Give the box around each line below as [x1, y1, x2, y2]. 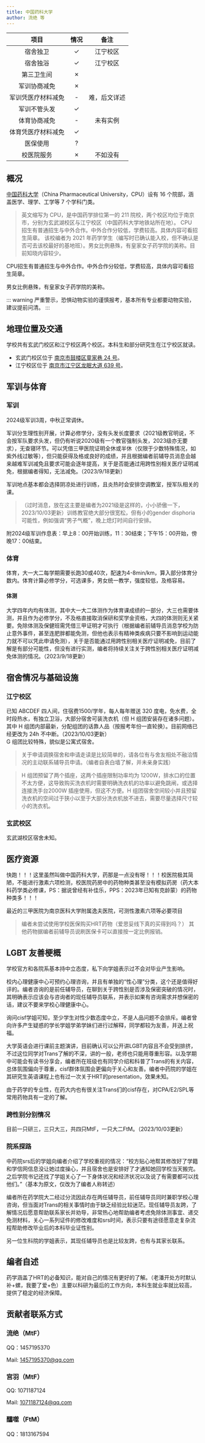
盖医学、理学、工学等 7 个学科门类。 [6, 198, 98, 206]
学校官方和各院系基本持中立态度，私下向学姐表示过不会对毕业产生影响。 [6, 965, 188, 972]
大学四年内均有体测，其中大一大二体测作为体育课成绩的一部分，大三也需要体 [6, 607, 199, 614]
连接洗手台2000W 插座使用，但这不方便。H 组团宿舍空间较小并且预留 [21, 787, 197, 794]
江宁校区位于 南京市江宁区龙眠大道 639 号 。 [15, 362, 126, 369]
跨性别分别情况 [6, 1110, 51, 1118]
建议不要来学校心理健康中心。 [16, 1001, 92, 1008]
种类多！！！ [6, 894, 38, 902]
